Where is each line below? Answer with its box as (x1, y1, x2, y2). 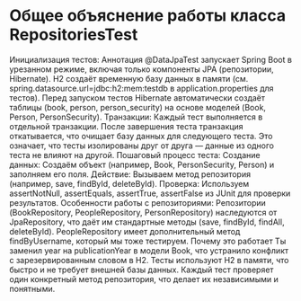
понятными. (9, 283, 56, 294)
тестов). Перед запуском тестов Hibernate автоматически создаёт (9, 92, 266, 103)
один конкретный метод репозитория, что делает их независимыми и (9, 273, 279, 284)
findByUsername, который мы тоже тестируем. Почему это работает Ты (9, 235, 287, 246)
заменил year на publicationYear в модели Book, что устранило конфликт (9, 244, 289, 256)
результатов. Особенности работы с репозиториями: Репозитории (9, 197, 267, 208)
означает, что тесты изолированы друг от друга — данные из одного (9, 140, 274, 151)
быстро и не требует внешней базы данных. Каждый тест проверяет (9, 264, 274, 275)
